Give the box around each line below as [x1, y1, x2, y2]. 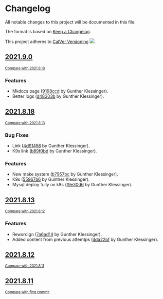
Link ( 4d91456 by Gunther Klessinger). [12, 143, 90, 149]
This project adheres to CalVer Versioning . [5, 39, 96, 44]
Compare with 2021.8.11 [5, 263, 45, 269]
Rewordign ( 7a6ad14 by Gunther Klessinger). [12, 231, 102, 237]
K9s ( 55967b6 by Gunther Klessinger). [12, 176, 90, 182]
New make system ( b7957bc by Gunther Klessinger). [12, 171, 118, 177]
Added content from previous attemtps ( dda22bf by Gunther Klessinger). [12, 236, 159, 242]
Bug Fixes [5, 131, 29, 138]
